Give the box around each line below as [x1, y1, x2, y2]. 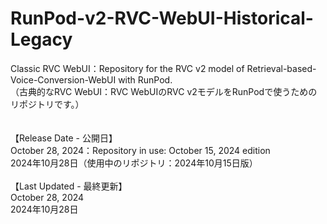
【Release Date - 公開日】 [10, 132, 118, 144]
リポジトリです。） [10, 98, 85, 110]
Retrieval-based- [246, 62, 317, 74]
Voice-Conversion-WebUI [10, 73, 117, 86]
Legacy [10, 28, 73, 51]
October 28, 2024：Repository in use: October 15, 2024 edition [10, 144, 271, 156]
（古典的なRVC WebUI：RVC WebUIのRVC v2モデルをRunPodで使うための [10, 85, 318, 97]
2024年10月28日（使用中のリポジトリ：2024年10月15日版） [10, 157, 258, 169]
